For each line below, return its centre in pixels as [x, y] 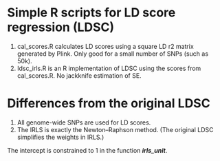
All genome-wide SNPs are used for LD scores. [84, 122]
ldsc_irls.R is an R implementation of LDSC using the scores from [109, 68]
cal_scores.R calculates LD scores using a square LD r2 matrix [105, 46]
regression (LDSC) [61, 27]
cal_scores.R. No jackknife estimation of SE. [79, 75]
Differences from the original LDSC [109, 104]
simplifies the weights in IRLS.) [60, 137]
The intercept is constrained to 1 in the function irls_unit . [87, 150]
